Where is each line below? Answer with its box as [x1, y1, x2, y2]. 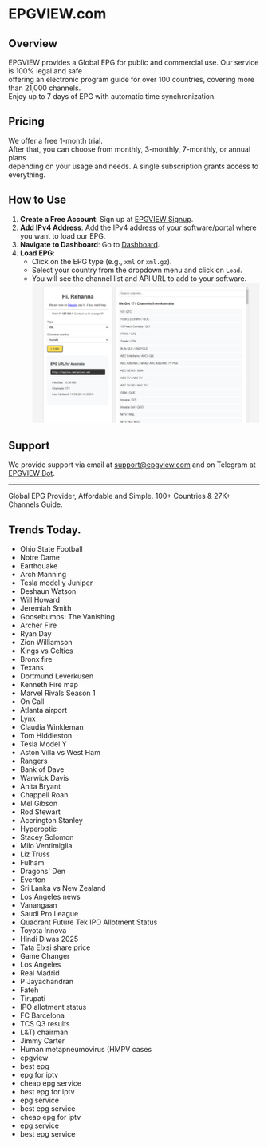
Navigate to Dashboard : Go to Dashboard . [19, 239, 160, 249]
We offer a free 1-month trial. [8, 136, 104, 145]
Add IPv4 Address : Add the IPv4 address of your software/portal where [19, 223, 257, 232]
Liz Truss [19, 849, 50, 859]
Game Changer [19, 951, 70, 960]
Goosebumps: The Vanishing [19, 611, 116, 621]
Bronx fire [19, 654, 53, 663]
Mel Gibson [19, 798, 58, 808]
